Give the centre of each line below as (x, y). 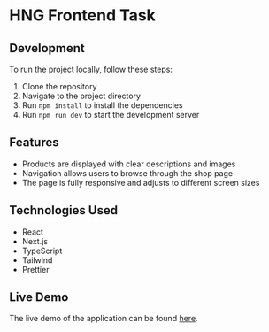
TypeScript (42, 251)
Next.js (35, 241)
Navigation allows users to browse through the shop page (127, 173)
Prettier (35, 269)
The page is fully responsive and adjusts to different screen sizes (141, 182)
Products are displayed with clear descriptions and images (129, 164)
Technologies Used (63, 210)
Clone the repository (59, 86)
